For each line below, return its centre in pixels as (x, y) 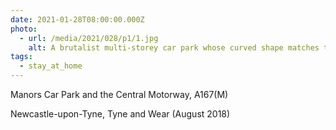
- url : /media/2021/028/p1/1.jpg (89, 38)
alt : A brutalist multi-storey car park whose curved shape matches (174, 47)
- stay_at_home (51, 66)
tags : (21, 57)
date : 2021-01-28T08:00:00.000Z (77, 19)
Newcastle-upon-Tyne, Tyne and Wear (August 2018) (120, 114)
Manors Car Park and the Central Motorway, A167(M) (119, 94)
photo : (24, 29)
